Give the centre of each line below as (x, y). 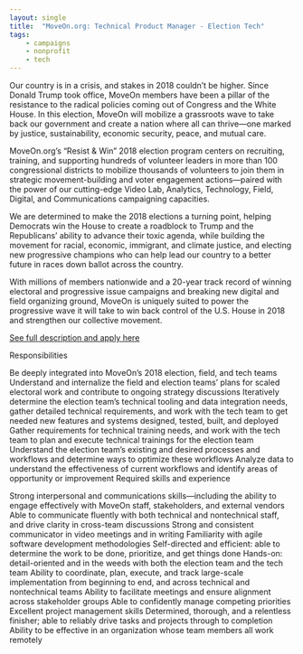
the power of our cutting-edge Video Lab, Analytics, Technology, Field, (142, 189)
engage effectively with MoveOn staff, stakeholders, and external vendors (147, 505)
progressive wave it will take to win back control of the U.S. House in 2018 (147, 311)
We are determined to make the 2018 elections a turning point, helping (140, 216)
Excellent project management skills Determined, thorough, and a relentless (150, 611)
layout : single (38, 18)
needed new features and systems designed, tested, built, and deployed (144, 420)
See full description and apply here (75, 338)
